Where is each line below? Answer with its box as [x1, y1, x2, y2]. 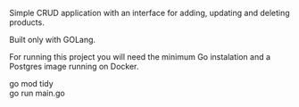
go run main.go [9, 88, 65, 98]
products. [9, 17, 45, 28]
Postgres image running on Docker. [9, 62, 139, 71]
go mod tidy [9, 78, 54, 88]
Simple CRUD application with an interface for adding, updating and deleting [9, 8, 290, 18]
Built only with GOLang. [9, 35, 96, 45]
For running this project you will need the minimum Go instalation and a [9, 52, 270, 62]
